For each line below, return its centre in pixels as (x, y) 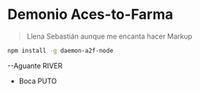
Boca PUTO (37, 81)
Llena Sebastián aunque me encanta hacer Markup (109, 36)
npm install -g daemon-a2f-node (60, 50)
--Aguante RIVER (35, 65)
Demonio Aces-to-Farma (91, 15)
